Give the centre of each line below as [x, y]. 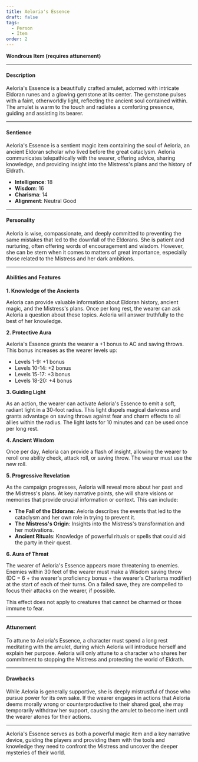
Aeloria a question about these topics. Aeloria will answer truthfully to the [95, 315]
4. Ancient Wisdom [30, 440]
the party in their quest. [43, 543]
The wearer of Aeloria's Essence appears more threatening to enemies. [93, 565]
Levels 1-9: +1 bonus [39, 361]
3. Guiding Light [26, 392]
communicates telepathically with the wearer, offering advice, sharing [91, 158]
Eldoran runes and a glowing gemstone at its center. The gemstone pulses [96, 95]
